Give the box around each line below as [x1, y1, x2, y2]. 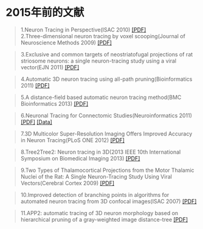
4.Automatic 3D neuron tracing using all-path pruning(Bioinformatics [20, 75, 193, 83]
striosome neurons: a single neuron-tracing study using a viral [20, 57, 177, 64]
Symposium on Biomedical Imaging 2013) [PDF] [20, 154, 140, 162]
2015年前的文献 [5, 5, 84, 19]
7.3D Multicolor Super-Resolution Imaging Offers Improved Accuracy [20, 130, 193, 137]
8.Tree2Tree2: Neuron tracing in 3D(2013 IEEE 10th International [20, 148, 181, 156]
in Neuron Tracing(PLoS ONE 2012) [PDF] [20, 136, 125, 143]
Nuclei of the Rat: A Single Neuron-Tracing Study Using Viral [20, 173, 173, 180]
